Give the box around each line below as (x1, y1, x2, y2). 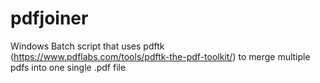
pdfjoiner (10, 7, 89, 30)
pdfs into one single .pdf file (10, 61, 127, 73)
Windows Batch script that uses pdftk (10, 40, 165, 52)
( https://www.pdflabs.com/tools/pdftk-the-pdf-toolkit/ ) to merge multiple (10, 50, 311, 62)
